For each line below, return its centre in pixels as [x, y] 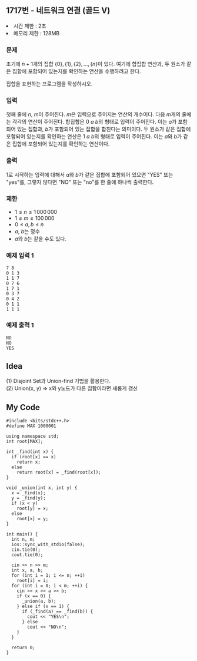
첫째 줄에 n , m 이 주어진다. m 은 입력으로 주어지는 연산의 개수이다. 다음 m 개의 [94, 114]
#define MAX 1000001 [31, 426]
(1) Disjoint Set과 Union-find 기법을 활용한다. [58, 381]
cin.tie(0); [26, 550]
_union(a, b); [39, 601]
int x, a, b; [27, 570]
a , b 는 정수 [27, 231]
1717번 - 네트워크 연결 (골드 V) [58, 11]
